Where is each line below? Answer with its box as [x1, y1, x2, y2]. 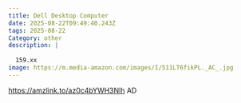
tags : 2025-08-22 [8, 26, 66, 34]
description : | [8, 42, 59, 50]
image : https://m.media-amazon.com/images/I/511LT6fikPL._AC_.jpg [8, 64, 234, 72]
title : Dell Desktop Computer [8, 11, 109, 20]
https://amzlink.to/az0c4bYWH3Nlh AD [8, 85, 137, 95]
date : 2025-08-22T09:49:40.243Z [8, 19, 116, 27]
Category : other [8, 34, 62, 42]
